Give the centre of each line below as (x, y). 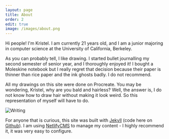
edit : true (17, 24)
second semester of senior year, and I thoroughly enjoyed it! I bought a (79, 64)
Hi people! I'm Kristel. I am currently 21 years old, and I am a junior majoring (84, 43)
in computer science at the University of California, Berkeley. (69, 49)
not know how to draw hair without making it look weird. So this (72, 95)
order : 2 (14, 19)
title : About (19, 15)
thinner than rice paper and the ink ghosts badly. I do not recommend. (78, 75)
